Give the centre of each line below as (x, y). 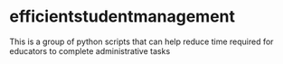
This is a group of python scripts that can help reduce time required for (141, 41)
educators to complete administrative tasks (90, 50)
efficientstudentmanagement (123, 17)
